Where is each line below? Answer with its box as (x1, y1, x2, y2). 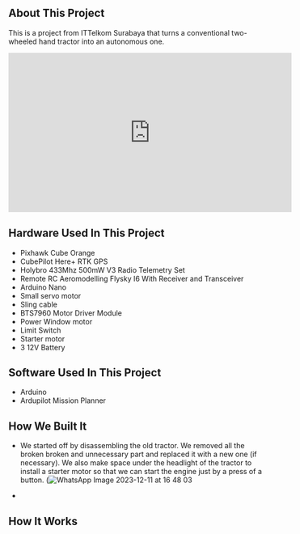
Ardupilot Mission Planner (19, 396, 107, 405)
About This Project (8, 6, 105, 20)
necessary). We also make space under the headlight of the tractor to (19, 458, 252, 468)
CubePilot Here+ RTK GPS (19, 256, 108, 266)
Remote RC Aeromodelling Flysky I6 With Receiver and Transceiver (19, 273, 244, 283)
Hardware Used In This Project (8, 227, 165, 240)
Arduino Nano (19, 282, 67, 292)
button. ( (19, 475, 49, 485)
